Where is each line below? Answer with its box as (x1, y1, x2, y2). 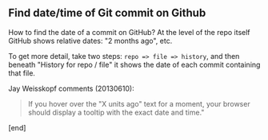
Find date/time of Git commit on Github (8, 6, 206, 20)
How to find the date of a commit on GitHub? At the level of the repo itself (8, 27, 250, 37)
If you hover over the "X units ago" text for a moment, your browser (27, 99, 250, 108)
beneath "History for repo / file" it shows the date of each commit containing (8, 60, 261, 69)
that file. (8, 68, 36, 78)
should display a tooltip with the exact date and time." (27, 107, 205, 117)
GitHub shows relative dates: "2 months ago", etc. (8, 36, 173, 45)
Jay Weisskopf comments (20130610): (8, 84, 134, 93)
